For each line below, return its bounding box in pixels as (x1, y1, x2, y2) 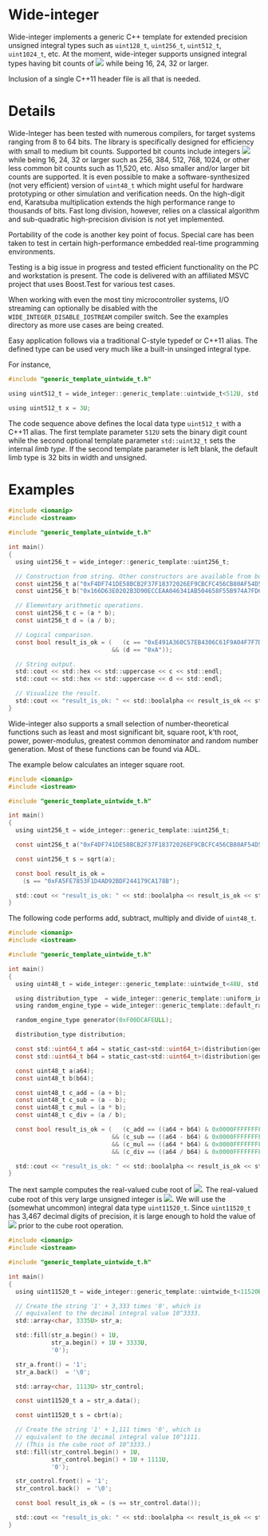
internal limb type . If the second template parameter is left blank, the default (8, 444, 258, 453)
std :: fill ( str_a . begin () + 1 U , (15, 1331, 120, 1339)
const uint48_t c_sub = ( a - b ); (15, 1096, 127, 1104)
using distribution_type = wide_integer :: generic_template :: (15, 994, 227, 1002)
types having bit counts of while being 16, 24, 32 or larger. (8, 58, 209, 68)
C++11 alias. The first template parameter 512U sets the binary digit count (8, 427, 247, 436)
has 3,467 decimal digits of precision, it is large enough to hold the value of (8, 1212, 256, 1221)
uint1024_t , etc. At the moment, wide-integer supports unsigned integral (8, 49, 247, 58)
